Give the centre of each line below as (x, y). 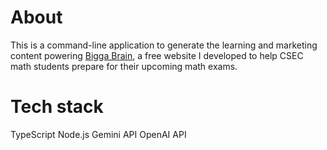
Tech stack (57, 107)
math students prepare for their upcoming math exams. (124, 66)
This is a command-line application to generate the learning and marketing (164, 45)
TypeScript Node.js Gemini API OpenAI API (98, 134)
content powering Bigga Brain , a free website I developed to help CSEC (157, 55)
